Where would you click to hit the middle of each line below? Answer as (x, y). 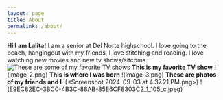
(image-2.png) (27, 75)
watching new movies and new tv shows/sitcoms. (77, 60)
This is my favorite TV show (172, 67)
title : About (26, 20)
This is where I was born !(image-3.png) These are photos (133, 75)
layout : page (26, 13)
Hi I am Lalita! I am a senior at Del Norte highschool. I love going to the (107, 46)
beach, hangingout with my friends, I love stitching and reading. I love (106, 53)
